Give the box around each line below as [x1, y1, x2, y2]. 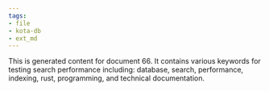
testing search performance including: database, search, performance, [8, 65, 244, 75]
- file [8, 19, 31, 27]
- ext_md [8, 34, 38, 43]
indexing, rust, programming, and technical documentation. [8, 73, 205, 83]
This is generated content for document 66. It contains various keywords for [8, 56, 262, 66]
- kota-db [8, 27, 42, 35]
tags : [8, 11, 27, 20]
